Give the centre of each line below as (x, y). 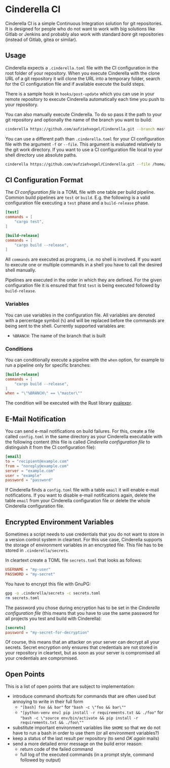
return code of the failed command (56, 749)
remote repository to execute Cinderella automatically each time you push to (85, 99)
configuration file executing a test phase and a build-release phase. (77, 203)
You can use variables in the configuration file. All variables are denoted (80, 315)
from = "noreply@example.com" (37, 466)
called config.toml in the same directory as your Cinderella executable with (84, 437)
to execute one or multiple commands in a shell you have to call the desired (84, 265)
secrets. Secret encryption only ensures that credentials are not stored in (81, 647)
